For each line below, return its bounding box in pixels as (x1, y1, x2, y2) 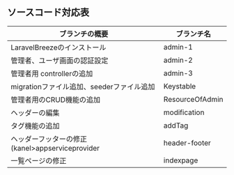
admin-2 (163, 55, 193, 65)
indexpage (163, 155, 198, 165)
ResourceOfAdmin (163, 94, 224, 104)
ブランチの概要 (58, 29, 109, 38)
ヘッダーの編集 (10, 107, 61, 117)
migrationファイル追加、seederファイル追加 (10, 82, 155, 91)
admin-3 (163, 68, 193, 78)
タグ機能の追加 (10, 121, 61, 130)
